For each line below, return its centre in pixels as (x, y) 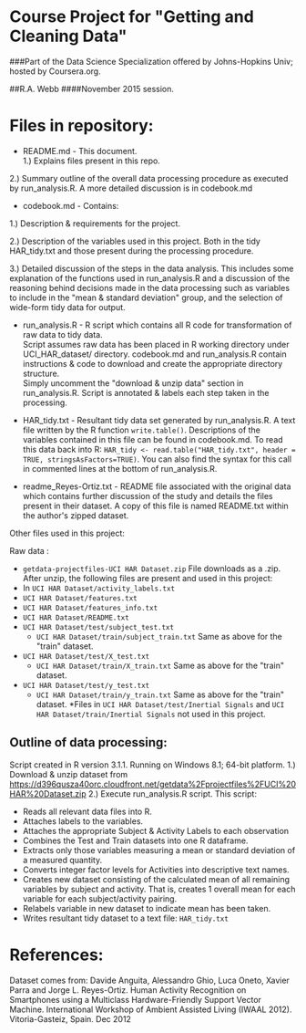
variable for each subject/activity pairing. (100, 898)
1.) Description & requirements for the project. (95, 223)
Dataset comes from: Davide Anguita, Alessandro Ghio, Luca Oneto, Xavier (149, 980)
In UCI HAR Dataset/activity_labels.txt (99, 588)
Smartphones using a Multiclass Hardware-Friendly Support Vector (136, 999)
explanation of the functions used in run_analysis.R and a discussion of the (150, 278)
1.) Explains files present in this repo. (92, 161)
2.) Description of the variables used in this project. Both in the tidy (135, 241)
